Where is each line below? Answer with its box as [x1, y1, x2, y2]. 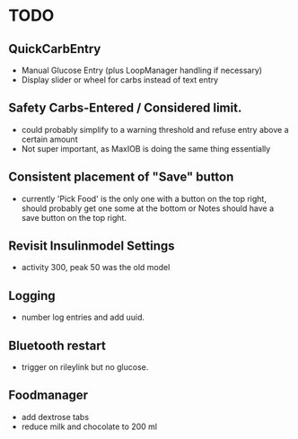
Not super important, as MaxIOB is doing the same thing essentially [21, 143, 271, 154]
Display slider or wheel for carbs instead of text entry [21, 75, 219, 85]
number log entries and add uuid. [21, 312, 145, 323]
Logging [8, 288, 56, 303]
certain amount [21, 134, 78, 145]
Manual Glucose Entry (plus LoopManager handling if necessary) [21, 65, 262, 75]
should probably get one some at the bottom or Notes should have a [21, 203, 275, 214]
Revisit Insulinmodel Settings [8, 239, 175, 254]
